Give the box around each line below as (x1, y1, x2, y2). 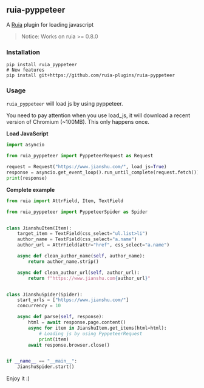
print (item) (38, 336, 69, 342)
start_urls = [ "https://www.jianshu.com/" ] (17, 297, 129, 303)
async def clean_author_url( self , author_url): (17, 270, 140, 276)
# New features (6, 67, 45, 73)
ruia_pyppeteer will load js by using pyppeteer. (6, 100, 123, 107)
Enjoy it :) (6, 375, 30, 382)
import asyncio (6, 142, 45, 148)
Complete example (6, 186, 55, 193)
